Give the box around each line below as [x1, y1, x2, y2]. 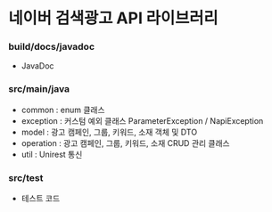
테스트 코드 [21, 193, 61, 204]
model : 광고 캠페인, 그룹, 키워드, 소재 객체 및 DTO [21, 126, 198, 137]
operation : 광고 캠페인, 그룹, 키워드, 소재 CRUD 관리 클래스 [21, 137, 230, 148]
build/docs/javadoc [8, 41, 95, 53]
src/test [8, 171, 44, 183]
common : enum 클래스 [21, 104, 105, 115]
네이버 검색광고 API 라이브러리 [8, 8, 218, 29]
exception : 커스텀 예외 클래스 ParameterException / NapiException [21, 115, 264, 126]
